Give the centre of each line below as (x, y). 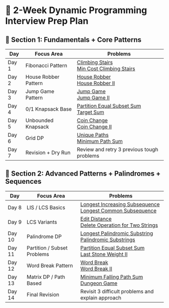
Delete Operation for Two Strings (119, 225)
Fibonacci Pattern (46, 65)
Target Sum (91, 112)
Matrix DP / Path (46, 277)
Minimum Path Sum (100, 141)
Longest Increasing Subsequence (120, 204)
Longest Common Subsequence (118, 211)
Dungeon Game (99, 283)
